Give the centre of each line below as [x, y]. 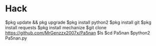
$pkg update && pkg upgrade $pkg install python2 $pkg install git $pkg [78, 22]
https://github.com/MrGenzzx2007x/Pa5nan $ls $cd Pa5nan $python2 [78, 33]
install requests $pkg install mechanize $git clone [56, 27]
